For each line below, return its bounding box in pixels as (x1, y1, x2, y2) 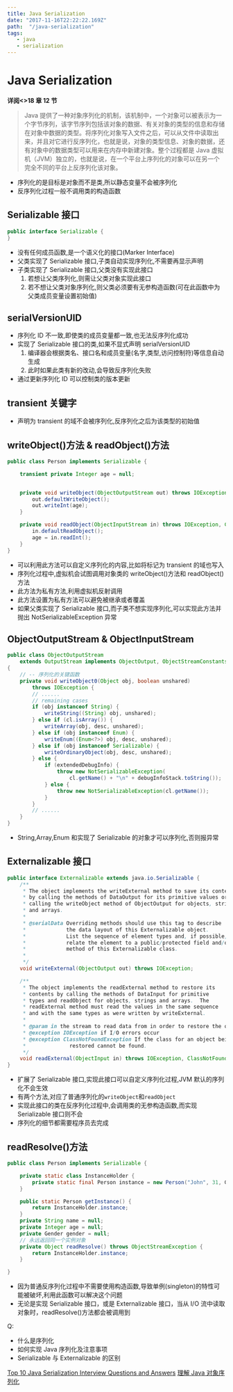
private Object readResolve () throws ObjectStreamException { (19, 1243, 203, 1250)
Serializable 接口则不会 (17, 1110, 83, 1119)
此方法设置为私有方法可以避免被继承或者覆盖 (17, 595, 146, 604)
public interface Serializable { (7, 227, 104, 235)
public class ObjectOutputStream (7, 652, 104, 659)
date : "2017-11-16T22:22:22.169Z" (7, 17, 107, 24)
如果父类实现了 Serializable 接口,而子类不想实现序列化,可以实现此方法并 (17, 604, 222, 612)
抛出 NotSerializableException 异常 (17, 613, 117, 621)
